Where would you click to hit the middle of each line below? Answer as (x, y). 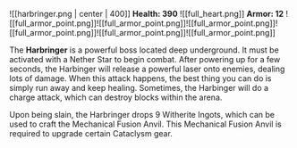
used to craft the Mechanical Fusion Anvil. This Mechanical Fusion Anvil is (145, 124)
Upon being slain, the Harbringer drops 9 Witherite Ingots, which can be (142, 115)
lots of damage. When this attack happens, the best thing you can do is (140, 78)
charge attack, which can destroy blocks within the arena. (116, 97)
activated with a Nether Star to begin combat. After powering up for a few (145, 59)
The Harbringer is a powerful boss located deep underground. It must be (144, 50)
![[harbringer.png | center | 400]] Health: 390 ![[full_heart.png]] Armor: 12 (147, 14)
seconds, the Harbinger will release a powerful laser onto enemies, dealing (147, 69)
